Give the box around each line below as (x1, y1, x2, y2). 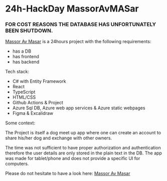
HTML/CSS (12, 94, 36, 100)
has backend (12, 59, 40, 65)
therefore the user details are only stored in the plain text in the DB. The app (5, 150, 162, 156)
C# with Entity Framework (12, 78, 66, 84)
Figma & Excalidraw (12, 110, 54, 116)
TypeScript (12, 89, 36, 95)
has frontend (12, 54, 39, 60)
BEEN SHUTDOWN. (5, 27, 53, 34)
